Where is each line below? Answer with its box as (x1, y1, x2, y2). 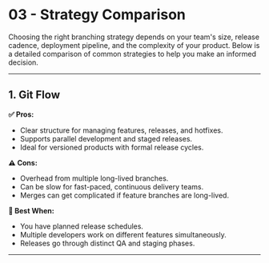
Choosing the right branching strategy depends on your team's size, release (8, 32, 260, 42)
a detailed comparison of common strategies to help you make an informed (8, 49, 257, 58)
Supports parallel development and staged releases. (19, 133, 193, 143)
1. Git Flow (8, 88, 60, 102)
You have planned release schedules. (19, 221, 144, 231)
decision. (8, 58, 38, 67)
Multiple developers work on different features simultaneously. (19, 229, 227, 239)
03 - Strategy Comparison (8, 6, 187, 24)
